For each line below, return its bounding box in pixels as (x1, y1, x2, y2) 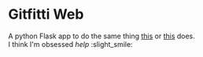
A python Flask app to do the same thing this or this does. (8, 31, 195, 41)
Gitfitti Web (8, 5, 84, 23)
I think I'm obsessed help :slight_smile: (8, 39, 133, 48)
